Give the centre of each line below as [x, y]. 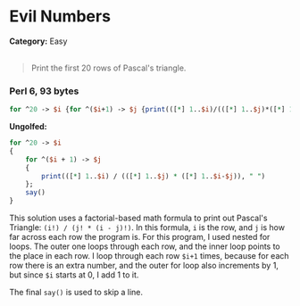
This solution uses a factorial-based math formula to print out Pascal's [138, 218]
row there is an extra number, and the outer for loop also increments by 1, [144, 266]
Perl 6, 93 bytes [44, 91]
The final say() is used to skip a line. [76, 293]
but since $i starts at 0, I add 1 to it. [74, 275]
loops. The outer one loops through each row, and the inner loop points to [145, 246]
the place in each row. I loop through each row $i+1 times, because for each [149, 256]
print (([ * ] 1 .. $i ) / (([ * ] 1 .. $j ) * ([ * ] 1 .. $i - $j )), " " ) [154, 176]
